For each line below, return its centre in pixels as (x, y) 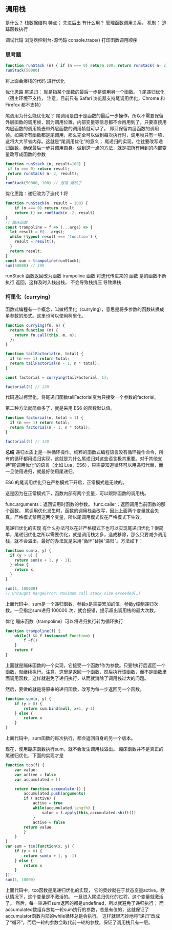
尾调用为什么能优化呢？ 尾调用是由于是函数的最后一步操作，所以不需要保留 (84, 115)
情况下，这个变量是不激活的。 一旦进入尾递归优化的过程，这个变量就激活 (87, 897)
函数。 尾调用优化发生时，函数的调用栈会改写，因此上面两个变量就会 (82, 511)
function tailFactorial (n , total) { (44, 354)
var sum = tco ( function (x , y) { (40, 846)
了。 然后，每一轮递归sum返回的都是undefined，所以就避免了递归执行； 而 (84, 903)
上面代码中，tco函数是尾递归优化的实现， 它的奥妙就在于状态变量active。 (83, 890)
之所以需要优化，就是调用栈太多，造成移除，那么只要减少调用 (102, 534)
